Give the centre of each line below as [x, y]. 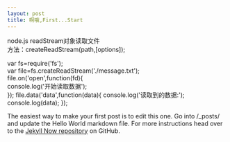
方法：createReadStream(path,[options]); [66, 49]
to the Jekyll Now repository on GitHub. [64, 131]
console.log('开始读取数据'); [47, 86]
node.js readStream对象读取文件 [54, 41]
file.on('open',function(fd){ [45, 78]
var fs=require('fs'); [35, 63]
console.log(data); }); [38, 103]
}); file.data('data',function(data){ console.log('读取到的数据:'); [96, 95]
